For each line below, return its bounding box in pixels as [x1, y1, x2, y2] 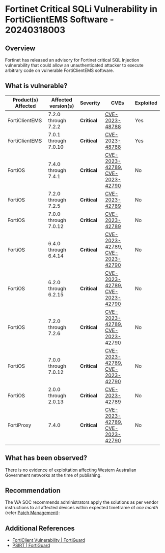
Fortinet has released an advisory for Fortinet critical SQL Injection [5, 57, 139, 63]
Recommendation [5, 487, 60, 495]
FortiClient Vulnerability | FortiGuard [12, 537, 85, 543]
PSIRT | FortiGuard [12, 543, 50, 549]
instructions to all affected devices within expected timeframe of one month [5, 505, 158, 511]
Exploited [135, 99, 158, 106]
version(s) [49, 102, 75, 109]
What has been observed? [5, 454, 87, 462]
